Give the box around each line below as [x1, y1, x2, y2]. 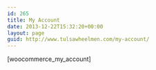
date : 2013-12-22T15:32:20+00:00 [7, 23, 104, 30]
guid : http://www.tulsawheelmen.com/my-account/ [7, 36, 150, 43]
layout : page [7, 29, 45, 37]
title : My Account [7, 17, 60, 24]
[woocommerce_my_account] [7, 55, 91, 63]
